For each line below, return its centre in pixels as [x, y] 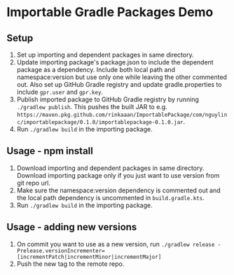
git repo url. [33, 183]
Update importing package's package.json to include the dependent [115, 62]
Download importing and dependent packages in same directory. [110, 168]
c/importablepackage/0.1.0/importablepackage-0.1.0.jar [100, 122]
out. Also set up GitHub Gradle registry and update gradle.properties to [119, 84]
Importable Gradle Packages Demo [110, 12]
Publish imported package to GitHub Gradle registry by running [108, 99]
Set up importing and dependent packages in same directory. [105, 55]
